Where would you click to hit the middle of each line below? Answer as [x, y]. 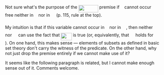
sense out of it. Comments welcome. [42, 68]
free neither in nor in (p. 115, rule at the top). [54, 15]
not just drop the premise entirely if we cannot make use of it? [68, 53]
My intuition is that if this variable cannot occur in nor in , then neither [79, 27]
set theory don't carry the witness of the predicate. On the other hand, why [81, 48]
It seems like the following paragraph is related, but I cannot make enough [80, 63]
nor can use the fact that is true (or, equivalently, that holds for [79, 35]
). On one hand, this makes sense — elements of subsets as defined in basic [82, 43]
